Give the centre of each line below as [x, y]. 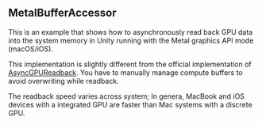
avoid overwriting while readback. [64, 81]
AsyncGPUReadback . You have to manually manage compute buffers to [126, 72]
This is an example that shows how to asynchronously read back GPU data [131, 32]
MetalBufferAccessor [62, 13]
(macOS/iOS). [31, 49]
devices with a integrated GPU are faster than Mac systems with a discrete [130, 104]
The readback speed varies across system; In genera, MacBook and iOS [126, 96]
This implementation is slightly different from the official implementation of [130, 64]
